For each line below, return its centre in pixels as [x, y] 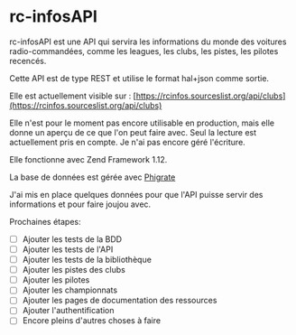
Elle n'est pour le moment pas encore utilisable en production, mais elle [142, 123]
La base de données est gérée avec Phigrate [92, 177]
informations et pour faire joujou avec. [80, 204]
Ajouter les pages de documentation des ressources [120, 301]
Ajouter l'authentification [68, 311]
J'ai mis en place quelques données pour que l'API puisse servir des [136, 194]
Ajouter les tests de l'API [68, 249]
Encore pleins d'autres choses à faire [91, 321]
